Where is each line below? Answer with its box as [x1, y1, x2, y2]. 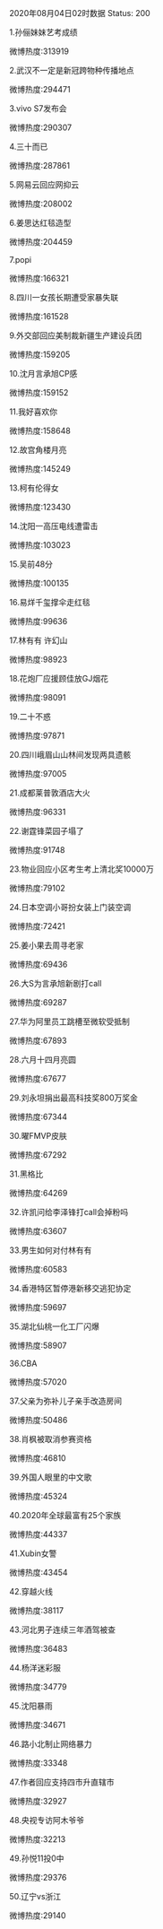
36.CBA [9, 1358, 38, 1369]
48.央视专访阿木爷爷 [9, 1815, 85, 1825]
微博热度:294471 [9, 84, 71, 94]
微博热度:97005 [9, 769, 67, 778]
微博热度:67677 [9, 1073, 67, 1083]
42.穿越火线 [9, 1586, 54, 1596]
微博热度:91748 [9, 845, 65, 855]
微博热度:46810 [9, 1453, 66, 1464]
